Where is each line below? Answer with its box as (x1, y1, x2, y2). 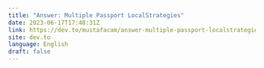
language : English (8, 41, 68, 48)
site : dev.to (8, 33, 51, 41)
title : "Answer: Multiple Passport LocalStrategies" (8, 11, 185, 20)
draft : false (8, 48, 51, 55)
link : (8, 26, 26, 34)
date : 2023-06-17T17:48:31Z (8, 19, 101, 27)
